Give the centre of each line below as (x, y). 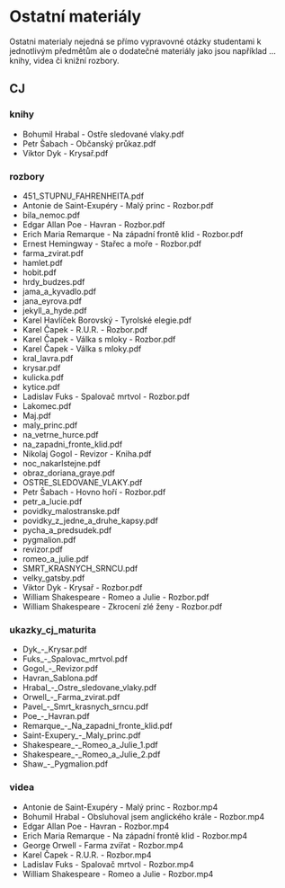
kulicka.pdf (43, 377)
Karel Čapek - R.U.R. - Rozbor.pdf (85, 329)
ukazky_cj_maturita (53, 629)
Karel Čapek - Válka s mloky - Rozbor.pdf (99, 339)
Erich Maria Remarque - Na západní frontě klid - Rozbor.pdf (133, 234)
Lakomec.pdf (47, 405)
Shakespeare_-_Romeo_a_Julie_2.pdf (91, 755)
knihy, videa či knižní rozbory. (64, 60)
